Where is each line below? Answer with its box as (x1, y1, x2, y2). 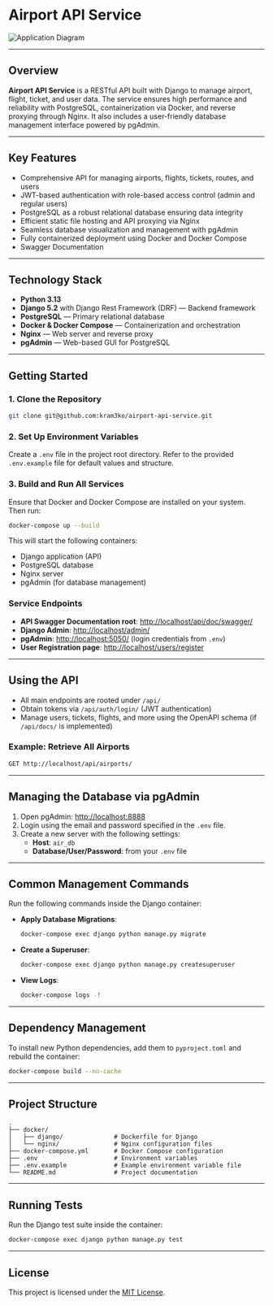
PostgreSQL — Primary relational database (19, 311, 165, 322)
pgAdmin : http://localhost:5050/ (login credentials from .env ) (19, 633, 226, 643)
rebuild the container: (8, 1051, 80, 1061)
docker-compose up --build (8, 521, 100, 529)
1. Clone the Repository (8, 393, 102, 404)
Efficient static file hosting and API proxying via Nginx (19, 215, 201, 225)
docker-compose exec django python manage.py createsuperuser (19, 961, 236, 969)
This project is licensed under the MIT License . (8, 1287, 166, 1297)
